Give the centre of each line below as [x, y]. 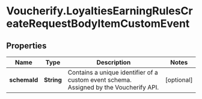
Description [114, 62]
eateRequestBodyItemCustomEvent [98, 24]
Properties [26, 46]
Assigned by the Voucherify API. [113, 87]
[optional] [179, 80]
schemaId [24, 80]
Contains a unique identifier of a [113, 72]
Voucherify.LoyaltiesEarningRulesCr [100, 11]
